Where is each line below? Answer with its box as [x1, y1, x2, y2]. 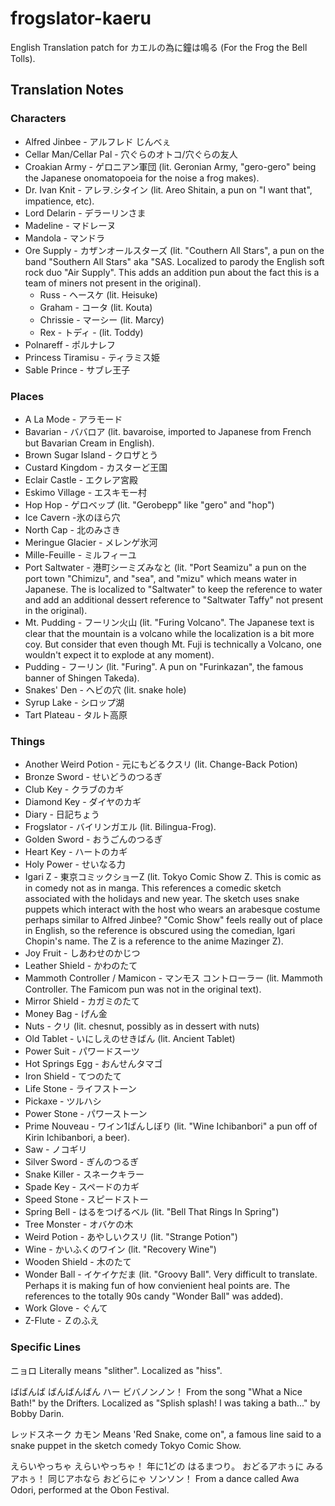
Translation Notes [10, 82, 124, 99]
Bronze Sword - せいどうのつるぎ [24, 771, 163, 783]
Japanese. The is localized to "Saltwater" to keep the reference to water [24, 583, 323, 595]
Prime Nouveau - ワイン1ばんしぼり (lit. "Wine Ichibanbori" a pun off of [24, 1120, 318, 1132]
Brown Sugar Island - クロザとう [24, 448, 159, 461]
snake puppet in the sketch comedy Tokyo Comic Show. [10, 1439, 242, 1451]
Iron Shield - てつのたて [24, 1070, 123, 1082]
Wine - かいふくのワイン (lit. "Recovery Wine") [24, 1243, 217, 1256]
